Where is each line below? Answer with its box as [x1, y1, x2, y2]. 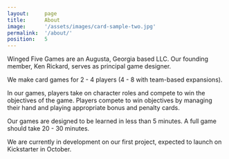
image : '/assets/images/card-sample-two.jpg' [7, 23, 156, 30]
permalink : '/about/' [7, 29, 73, 37]
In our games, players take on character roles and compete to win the [7, 89, 205, 97]
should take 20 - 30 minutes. [7, 124, 90, 133]
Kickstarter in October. [7, 145, 72, 153]
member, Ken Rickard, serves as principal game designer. [7, 62, 172, 71]
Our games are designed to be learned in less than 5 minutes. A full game [7, 117, 217, 125]
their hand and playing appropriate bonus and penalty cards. [7, 104, 180, 112]
